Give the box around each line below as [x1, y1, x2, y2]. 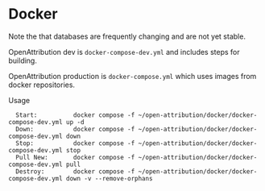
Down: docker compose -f [15, 125, 135, 133]
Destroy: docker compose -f [15, 167, 135, 176]
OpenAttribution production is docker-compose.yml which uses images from [8, 71, 257, 81]
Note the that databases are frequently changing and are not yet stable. [8, 31, 246, 41]
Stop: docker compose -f [15, 139, 135, 147]
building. [8, 56, 38, 65]
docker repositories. [8, 80, 75, 89]
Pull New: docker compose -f [15, 153, 135, 161]
